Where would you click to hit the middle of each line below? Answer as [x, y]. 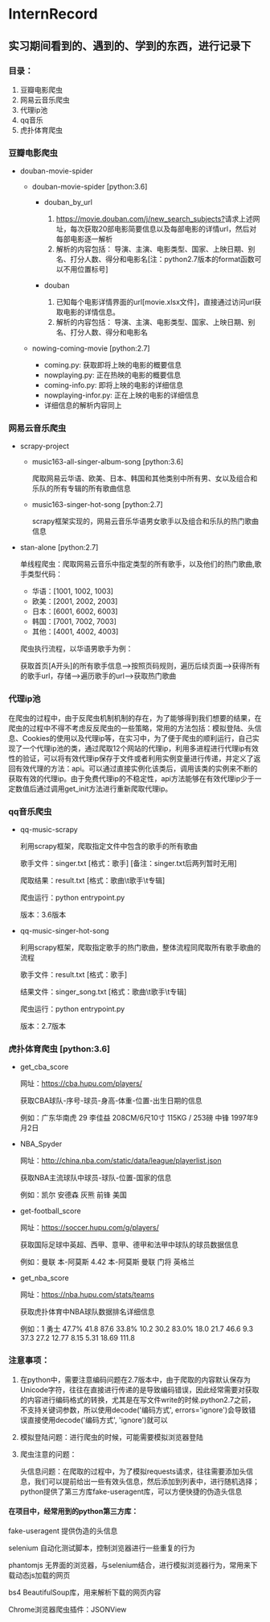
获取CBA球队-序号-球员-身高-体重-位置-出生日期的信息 [111, 1100]
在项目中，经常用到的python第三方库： [74, 1512]
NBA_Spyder [41, 1144]
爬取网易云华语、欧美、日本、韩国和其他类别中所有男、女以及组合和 [145, 478]
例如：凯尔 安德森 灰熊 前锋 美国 [73, 1195]
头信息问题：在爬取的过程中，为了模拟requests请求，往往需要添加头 [133, 1471]
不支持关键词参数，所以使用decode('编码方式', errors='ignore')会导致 [134, 1410]
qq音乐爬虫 [30, 811]
